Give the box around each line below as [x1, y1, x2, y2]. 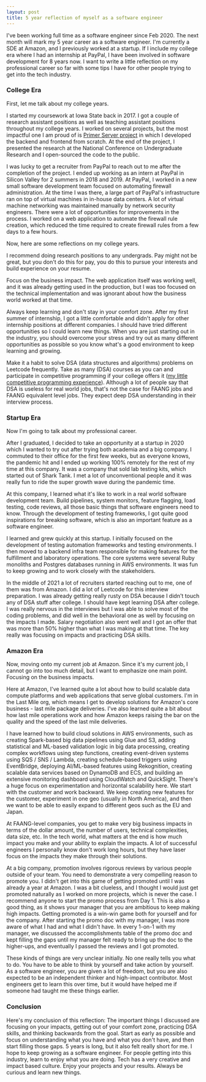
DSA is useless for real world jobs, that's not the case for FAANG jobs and [6, 385, 193, 393]
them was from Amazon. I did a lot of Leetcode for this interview [6, 586, 169, 593]
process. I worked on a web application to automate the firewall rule [6, 215, 178, 222]
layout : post [6, 9, 40, 15]
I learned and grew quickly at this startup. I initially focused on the [6, 535, 173, 542]
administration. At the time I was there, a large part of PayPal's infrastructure [6, 188, 200, 196]
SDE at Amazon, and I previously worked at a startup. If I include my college [6, 44, 198, 52]
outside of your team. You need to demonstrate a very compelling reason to [6, 871, 197, 878]
